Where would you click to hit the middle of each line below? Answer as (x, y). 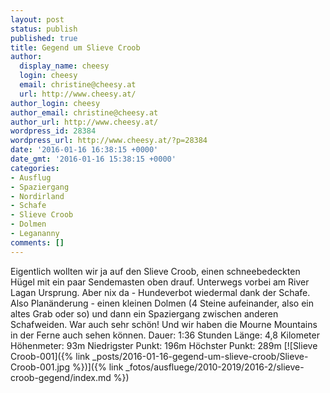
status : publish (44, 29)
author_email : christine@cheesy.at (84, 112)
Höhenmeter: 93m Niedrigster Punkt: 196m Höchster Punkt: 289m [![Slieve (164, 345)
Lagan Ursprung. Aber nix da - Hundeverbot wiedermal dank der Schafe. (160, 292)
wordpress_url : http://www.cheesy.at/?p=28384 (109, 141)
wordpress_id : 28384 (53, 131)
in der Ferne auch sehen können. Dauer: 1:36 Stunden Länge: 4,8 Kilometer (165, 335)
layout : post (37, 19)
